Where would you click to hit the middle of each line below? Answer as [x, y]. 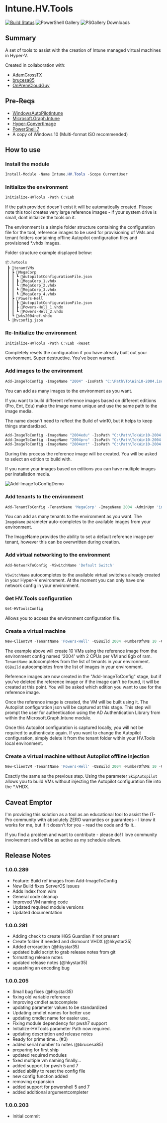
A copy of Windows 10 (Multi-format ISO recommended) [70, 134]
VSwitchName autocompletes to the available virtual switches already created [83, 575]
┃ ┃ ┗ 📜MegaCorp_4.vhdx [32, 294]
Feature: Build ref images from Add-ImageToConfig [65, 880]
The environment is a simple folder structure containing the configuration [80, 227]
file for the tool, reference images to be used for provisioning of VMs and [80, 233]
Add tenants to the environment [44, 497]
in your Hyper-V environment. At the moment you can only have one [75, 580]
